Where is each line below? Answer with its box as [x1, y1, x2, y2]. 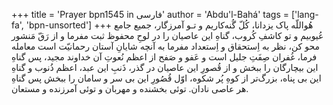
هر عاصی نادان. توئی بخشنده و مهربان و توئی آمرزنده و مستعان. [11, 83, 249, 94]
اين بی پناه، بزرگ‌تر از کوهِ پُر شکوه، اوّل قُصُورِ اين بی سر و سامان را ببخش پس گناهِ [11, 72, 322, 84]
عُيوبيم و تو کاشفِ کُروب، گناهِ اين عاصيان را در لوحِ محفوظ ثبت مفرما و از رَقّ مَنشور [11, 30, 324, 41]
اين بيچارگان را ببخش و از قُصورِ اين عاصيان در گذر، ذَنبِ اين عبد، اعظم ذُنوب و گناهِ [11, 62, 319, 73]
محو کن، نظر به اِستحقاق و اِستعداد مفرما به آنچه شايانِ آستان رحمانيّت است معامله [11, 40, 320, 52]
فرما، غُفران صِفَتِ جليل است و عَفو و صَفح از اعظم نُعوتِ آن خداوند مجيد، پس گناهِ [11, 51, 318, 63]
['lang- [290, 9, 319, 20]
